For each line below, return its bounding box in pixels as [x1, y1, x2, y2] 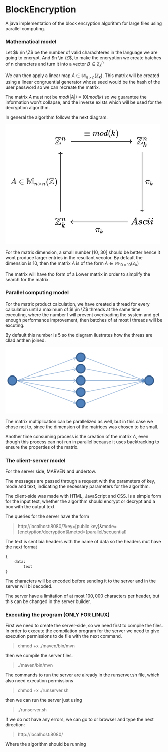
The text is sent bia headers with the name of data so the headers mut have [5, 538, 161, 544]
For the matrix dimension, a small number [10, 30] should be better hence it [5, 249, 160, 255]
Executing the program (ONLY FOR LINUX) [5, 611, 110, 618]
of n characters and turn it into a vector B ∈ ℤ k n [5, 60, 104, 68]
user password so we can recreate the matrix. [5, 84, 100, 90]
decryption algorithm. [5, 105, 50, 111]
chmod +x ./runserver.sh [17, 687, 69, 693]
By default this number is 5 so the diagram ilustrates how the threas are [5, 332, 153, 338]
